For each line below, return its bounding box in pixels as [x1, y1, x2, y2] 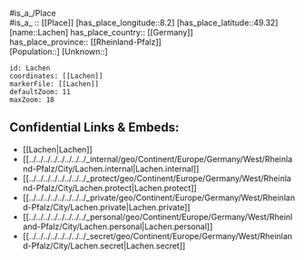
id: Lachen [9, 63, 51, 72]
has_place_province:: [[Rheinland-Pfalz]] [9, 36, 162, 47]
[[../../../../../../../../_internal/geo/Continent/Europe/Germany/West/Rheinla [22, 153, 293, 164]
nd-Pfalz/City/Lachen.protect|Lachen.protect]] [22, 182, 197, 193]
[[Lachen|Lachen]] [22, 144, 93, 155]
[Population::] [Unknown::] [9, 46, 109, 57]
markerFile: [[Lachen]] [9, 80, 100, 89]
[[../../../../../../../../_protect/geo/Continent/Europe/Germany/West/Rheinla [22, 172, 292, 184]
